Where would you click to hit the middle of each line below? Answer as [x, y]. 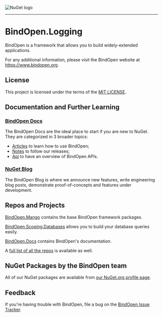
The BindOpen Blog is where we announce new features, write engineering [80, 179]
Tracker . [13, 310]
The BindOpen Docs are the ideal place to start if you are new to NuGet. [77, 132]
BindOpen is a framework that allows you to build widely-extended [72, 45]
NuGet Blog [19, 169]
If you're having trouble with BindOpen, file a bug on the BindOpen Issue [77, 304]
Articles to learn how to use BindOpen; [51, 146]
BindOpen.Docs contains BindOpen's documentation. [58, 241]
